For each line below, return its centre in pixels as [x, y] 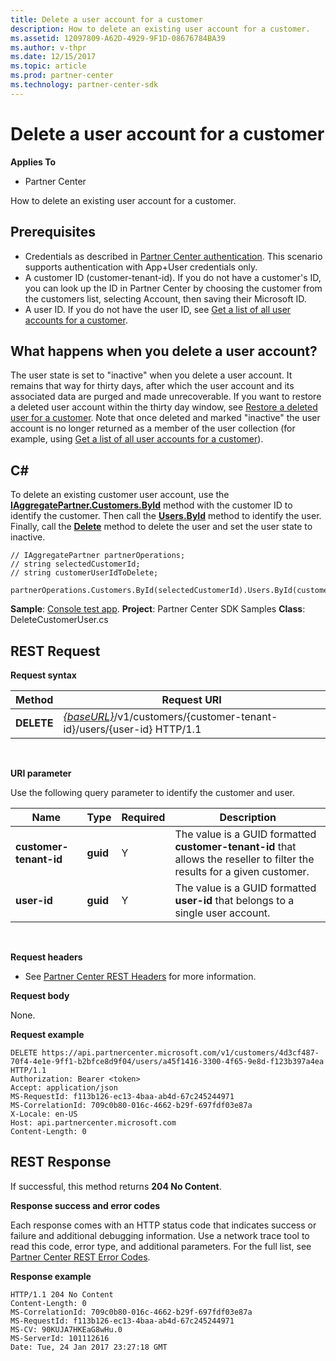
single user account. [222, 913]
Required [143, 817]
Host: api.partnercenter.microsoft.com [93, 1122]
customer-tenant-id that [235, 846]
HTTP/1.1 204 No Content [62, 1294]
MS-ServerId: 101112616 [60, 1338]
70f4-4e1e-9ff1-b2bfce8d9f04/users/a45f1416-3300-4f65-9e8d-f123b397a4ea [167, 1061]
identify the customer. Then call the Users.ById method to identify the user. [166, 516]
